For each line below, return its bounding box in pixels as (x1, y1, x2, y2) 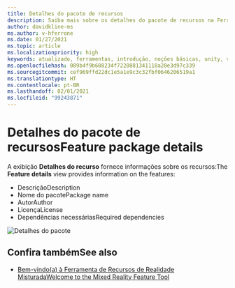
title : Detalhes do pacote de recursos (7, 10, 124, 17)
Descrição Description (17, 183, 80, 192)
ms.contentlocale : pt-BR (7, 82, 80, 89)
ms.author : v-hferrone (7, 29, 73, 37)
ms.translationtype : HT (7, 75, 77, 82)
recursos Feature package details (7, 139, 204, 156)
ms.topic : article (7, 43, 61, 50)
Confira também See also (7, 247, 117, 259)
